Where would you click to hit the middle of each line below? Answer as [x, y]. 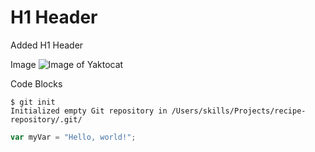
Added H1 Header [47, 45]
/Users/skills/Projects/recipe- [239, 111]
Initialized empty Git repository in [89, 111]
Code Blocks [36, 83]
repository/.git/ [46, 119]
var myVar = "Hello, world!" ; [73, 137]
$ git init [33, 102]
